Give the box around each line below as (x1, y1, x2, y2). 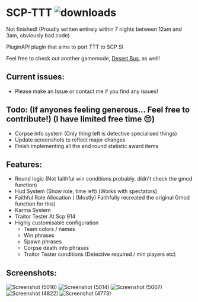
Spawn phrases (23, 238, 62, 245)
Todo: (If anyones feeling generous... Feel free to (6, 105, 190, 115)
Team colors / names (23, 226, 75, 233)
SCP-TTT (6, 6, 52, 20)
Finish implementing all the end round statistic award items (14, 142, 159, 149)
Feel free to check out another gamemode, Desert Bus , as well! (6, 54, 160, 62)
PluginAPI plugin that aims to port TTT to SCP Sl (6, 43, 123, 50)
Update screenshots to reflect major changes (14, 136, 126, 143)
